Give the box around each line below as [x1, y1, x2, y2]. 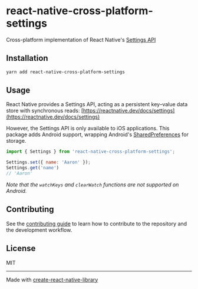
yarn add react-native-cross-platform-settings [6, 69, 126, 75]
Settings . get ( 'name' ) [6, 165, 60, 171]
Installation [6, 53, 48, 63]
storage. [6, 137, 27, 144]
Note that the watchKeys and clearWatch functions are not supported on [6, 181, 179, 188]
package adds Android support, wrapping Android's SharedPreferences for [6, 131, 189, 138]
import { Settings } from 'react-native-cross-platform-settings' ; [6, 149, 176, 155]
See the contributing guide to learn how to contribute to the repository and [6, 220, 187, 227]
